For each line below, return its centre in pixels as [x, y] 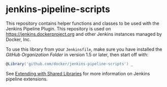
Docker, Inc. [18, 39]
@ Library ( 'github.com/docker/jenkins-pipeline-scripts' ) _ [70, 64]
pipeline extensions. [27, 79]
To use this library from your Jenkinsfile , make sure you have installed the [84, 49]
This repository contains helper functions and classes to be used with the [82, 23]
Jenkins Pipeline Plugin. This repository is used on [58, 28]
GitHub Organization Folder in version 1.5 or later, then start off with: [77, 55]
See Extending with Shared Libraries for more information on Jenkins [78, 73]
